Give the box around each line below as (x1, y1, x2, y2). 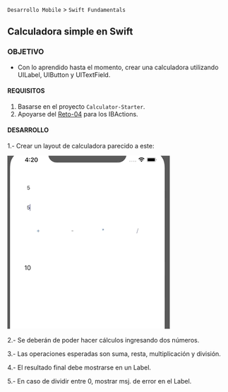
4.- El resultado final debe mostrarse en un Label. (7, 363, 152, 372)
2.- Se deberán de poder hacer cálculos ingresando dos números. (7, 336, 200, 345)
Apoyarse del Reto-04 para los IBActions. (17, 109, 139, 118)
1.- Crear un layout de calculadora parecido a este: (7, 142, 155, 150)
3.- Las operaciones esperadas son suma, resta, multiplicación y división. (7, 350, 221, 358)
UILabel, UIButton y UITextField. (17, 70, 111, 79)
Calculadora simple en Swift (7, 25, 133, 37)
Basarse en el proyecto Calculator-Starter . (17, 102, 145, 111)
